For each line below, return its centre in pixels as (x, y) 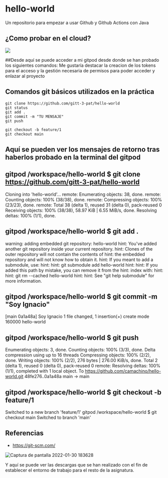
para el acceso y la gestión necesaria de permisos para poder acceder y (80, 70)
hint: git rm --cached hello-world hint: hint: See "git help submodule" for (80, 275)
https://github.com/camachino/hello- (123, 371)
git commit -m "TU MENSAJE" (35, 116)
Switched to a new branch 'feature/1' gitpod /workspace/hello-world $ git (81, 412)
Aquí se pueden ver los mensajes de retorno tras (82, 149)
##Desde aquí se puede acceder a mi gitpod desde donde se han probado (82, 60)
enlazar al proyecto (25, 76)
